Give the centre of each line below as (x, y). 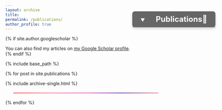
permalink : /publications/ (34, 19)
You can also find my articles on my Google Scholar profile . (68, 48)
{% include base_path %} (32, 64)
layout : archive (23, 10)
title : (12, 15)
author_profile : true (28, 24)
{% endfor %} (20, 103)
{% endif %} (18, 54)
